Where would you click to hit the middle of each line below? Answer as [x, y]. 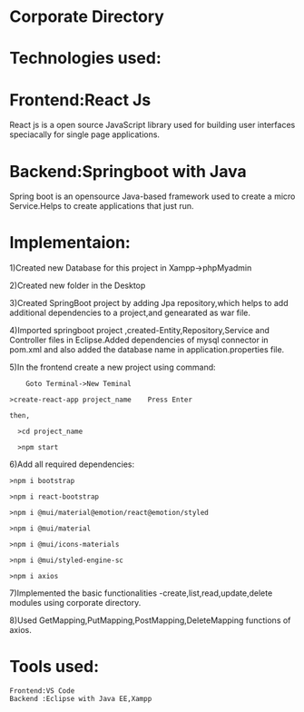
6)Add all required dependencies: [72, 464]
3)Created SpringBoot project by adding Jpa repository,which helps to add [149, 303]
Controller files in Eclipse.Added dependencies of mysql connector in [139, 340]
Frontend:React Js [80, 99]
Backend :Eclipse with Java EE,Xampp [81, 699]
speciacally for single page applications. [85, 134]
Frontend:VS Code [42, 691]
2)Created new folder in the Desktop [78, 286]
